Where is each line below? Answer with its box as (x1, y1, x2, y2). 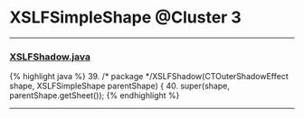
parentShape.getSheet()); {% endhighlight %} (9, 90, 180, 101)
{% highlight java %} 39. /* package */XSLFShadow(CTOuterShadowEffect (9, 71, 289, 82)
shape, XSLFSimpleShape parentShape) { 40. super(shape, (9, 80, 231, 92)
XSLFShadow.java (9, 50, 90, 63)
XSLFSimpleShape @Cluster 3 (9, 7, 242, 28)
